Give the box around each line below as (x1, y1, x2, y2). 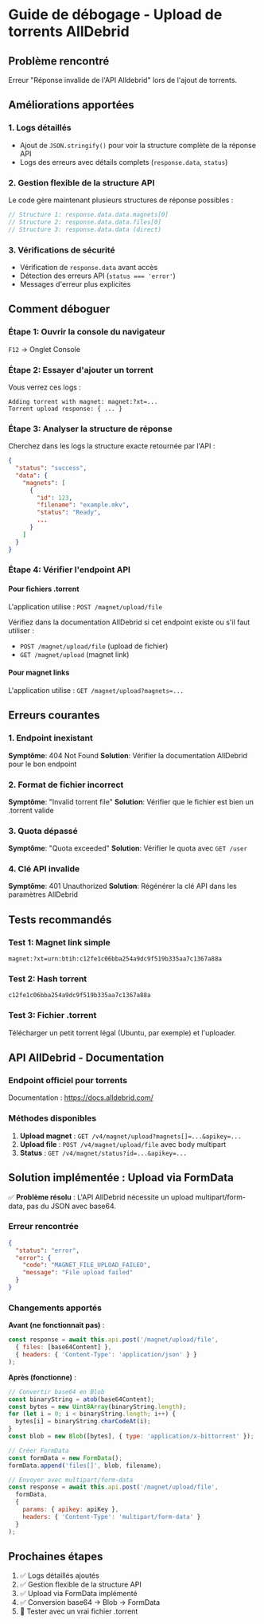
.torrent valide (8, 805, 54, 815)
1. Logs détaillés (8, 122, 72, 133)
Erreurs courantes (8, 709, 100, 722)
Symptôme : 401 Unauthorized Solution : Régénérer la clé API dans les (8, 882, 237, 891)
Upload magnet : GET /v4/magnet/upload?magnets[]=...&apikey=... (19, 1131, 242, 1141)
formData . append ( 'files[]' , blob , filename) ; (8, 1462, 161, 1469)
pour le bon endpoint (8, 759, 77, 769)
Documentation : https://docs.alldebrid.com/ (8, 1093, 153, 1102)
